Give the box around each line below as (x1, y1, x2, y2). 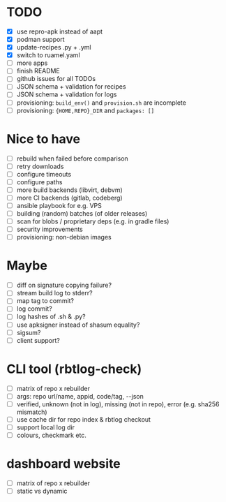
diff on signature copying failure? (16, 281, 112, 290)
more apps (16, 59, 48, 67)
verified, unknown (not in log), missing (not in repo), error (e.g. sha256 (16, 399, 220, 408)
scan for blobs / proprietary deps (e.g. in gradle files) (16, 217, 169, 226)
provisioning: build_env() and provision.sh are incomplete (16, 98, 186, 107)
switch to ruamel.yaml (16, 51, 81, 59)
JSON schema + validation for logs (16, 90, 117, 98)
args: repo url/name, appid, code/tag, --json (16, 392, 144, 400)
